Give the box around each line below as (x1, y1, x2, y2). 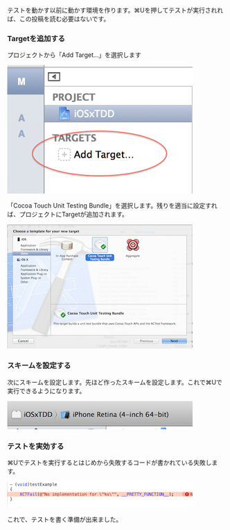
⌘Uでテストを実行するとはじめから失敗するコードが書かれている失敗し (7, 458, 213, 467)
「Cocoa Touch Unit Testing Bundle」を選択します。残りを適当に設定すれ (7, 201, 218, 210)
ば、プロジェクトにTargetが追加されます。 (7, 210, 128, 219)
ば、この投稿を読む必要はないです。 (7, 15, 110, 23)
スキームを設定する (7, 361, 71, 370)
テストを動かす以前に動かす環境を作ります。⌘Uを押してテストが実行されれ (7, 6, 224, 14)
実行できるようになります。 (7, 386, 86, 395)
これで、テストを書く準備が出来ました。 (7, 515, 123, 523)
